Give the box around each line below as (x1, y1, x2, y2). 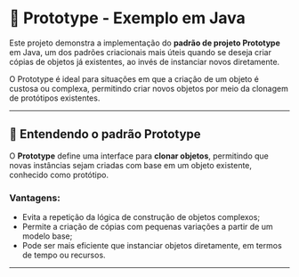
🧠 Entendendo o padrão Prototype (9, 126, 202, 142)
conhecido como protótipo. (9, 169, 109, 180)
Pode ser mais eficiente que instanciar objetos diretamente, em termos (21, 240, 282, 251)
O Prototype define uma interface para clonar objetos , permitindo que (9, 151, 270, 161)
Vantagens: (9, 191, 61, 204)
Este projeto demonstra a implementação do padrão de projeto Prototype (9, 37, 280, 48)
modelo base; (21, 231, 73, 241)
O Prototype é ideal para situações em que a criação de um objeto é (9, 73, 260, 84)
